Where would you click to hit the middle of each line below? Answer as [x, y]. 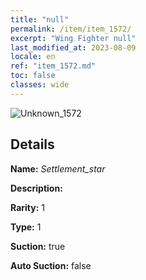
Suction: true [38, 246]
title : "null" [40, 19]
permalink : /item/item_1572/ [71, 29]
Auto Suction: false [51, 265]
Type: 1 [26, 227]
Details [32, 144]
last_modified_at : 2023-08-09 [73, 47]
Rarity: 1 [27, 207]
